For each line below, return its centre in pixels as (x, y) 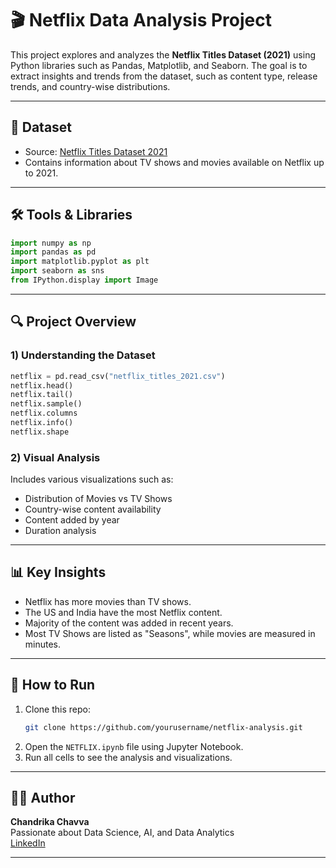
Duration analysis (60, 531)
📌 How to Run (53, 685)
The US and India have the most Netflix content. (123, 612)
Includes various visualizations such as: (92, 479)
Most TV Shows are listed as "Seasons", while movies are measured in (170, 633)
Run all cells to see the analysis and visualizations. (128, 757)
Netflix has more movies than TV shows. (108, 601)
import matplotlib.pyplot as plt (80, 262)
